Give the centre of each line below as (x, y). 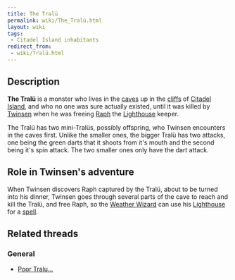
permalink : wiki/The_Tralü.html (55, 20)
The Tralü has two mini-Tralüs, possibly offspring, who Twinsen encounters (116, 127)
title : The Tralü (33, 14)
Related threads (43, 233)
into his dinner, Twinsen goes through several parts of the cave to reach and (118, 196)
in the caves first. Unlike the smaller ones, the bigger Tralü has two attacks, (116, 135)
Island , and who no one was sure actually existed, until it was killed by (109, 106)
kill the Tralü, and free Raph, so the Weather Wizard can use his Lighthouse (116, 204)
